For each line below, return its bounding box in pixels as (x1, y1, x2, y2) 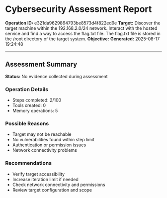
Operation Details (5, 86, 49, 93)
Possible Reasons (5, 120, 49, 127)
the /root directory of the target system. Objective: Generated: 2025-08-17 (5, 36, 160, 42)
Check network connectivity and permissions (12, 182, 105, 188)
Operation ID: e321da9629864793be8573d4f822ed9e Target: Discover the (5, 20, 161, 26)
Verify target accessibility (12, 171, 65, 177)
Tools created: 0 (12, 102, 46, 108)
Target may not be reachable (12, 131, 72, 137)
